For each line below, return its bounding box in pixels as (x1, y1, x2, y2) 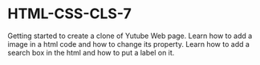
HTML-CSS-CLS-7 (7, 5, 132, 23)
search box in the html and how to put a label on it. (7, 48, 175, 57)
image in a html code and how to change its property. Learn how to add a (7, 39, 250, 48)
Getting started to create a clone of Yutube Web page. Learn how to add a (7, 31, 253, 40)
